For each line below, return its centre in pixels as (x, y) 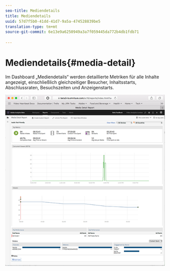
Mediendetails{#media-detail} (70, 63)
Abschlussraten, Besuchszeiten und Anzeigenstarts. (60, 87)
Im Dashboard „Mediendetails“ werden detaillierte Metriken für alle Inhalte (82, 77)
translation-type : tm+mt (31, 27)
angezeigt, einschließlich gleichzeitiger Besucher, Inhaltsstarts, (71, 82)
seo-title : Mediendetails (32, 11)
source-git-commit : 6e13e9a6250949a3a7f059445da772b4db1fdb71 (72, 32)
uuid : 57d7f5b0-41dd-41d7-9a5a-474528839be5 (53, 21)
